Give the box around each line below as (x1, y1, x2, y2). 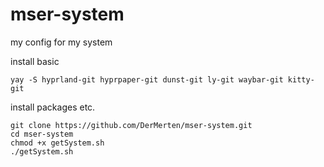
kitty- (287, 74, 315, 85)
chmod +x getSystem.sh (10, 138, 105, 148)
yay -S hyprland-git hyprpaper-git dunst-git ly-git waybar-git (10, 74, 284, 85)
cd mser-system (10, 129, 74, 139)
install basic (10, 55, 60, 67)
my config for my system (10, 36, 113, 48)
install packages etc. (10, 101, 96, 113)
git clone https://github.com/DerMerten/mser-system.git (10, 120, 253, 130)
